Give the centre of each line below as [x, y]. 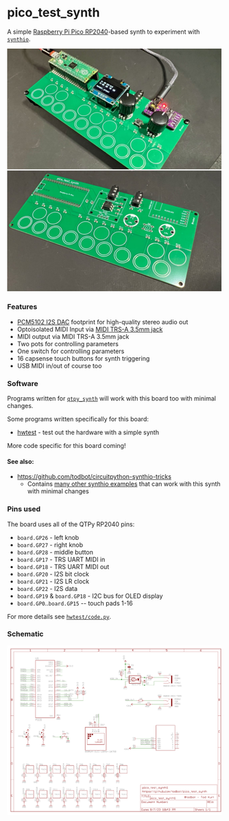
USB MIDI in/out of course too [59, 365]
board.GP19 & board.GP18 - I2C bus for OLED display [90, 596]
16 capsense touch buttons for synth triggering [83, 358]
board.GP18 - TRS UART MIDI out [63, 566]
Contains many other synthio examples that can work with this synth [124, 484]
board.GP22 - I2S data [47, 588]
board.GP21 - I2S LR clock [53, 581]
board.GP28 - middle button [55, 552]
